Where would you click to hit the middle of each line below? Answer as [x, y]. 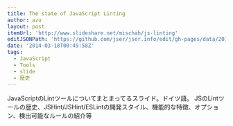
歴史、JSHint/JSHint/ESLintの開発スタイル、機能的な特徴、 [110, 107]
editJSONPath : [28, 39]
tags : [15, 53]
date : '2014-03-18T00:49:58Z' [51, 46]
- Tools [25, 65]
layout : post [26, 26]
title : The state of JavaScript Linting [67, 13]
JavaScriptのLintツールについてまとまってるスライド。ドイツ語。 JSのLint [113, 98]
